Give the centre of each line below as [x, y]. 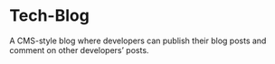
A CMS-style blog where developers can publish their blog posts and [138, 41]
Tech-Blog [50, 16]
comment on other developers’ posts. [79, 50]
